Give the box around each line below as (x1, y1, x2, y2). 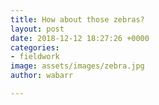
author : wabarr (10, 71, 74, 81)
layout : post (10, 24, 65, 34)
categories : (10, 42, 60, 53)
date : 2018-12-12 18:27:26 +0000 (10, 33, 150, 43)
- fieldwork (10, 52, 60, 62)
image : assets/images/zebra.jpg (10, 61, 145, 71)
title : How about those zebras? (10, 14, 145, 25)
